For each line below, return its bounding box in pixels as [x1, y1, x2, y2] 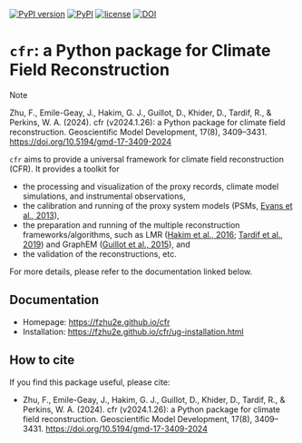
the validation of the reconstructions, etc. [22, 248, 177, 259]
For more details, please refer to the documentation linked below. [9, 266, 253, 277]
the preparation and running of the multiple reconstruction [22, 219, 240, 231]
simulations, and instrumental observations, [22, 191, 186, 202]
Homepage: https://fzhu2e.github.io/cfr [22, 316, 170, 327]
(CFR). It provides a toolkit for [9, 163, 120, 174]
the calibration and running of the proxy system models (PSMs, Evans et [22, 200, 293, 211]
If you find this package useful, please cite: [9, 377, 170, 388]
